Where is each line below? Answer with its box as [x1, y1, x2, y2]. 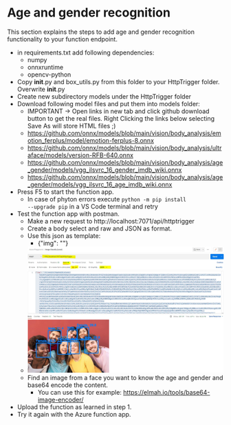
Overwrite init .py [16, 85, 65, 93]
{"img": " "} [37, 239, 69, 247]
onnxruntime [27, 63, 64, 71]
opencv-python [27, 70, 71, 79]
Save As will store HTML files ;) [27, 121, 116, 130]
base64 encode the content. [27, 381, 108, 389]
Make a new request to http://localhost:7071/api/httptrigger [27, 217, 195, 225]
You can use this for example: [37, 388, 122, 396]
